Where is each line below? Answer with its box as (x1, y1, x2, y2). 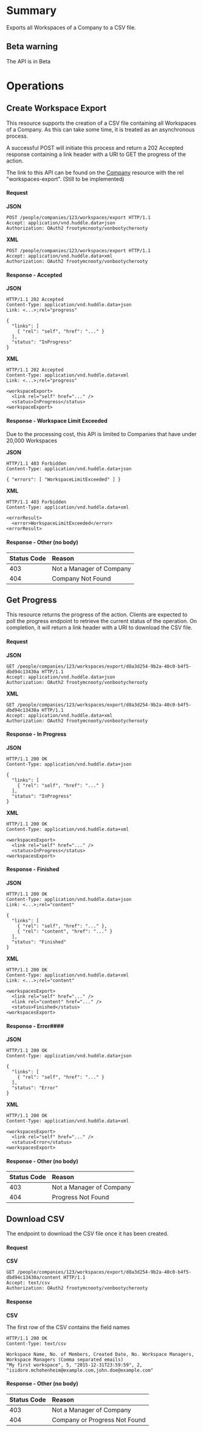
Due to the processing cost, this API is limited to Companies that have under (6, 431, 197, 438)
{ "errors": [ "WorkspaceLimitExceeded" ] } (6, 476, 121, 483)
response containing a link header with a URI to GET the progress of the (6, 150, 187, 158)
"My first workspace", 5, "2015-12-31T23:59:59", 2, (6, 1362, 143, 1368)
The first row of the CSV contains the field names (6, 1323, 130, 1331)
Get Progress (6, 594, 57, 605)
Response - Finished (6, 866, 60, 873)
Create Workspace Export (6, 103, 107, 113)
